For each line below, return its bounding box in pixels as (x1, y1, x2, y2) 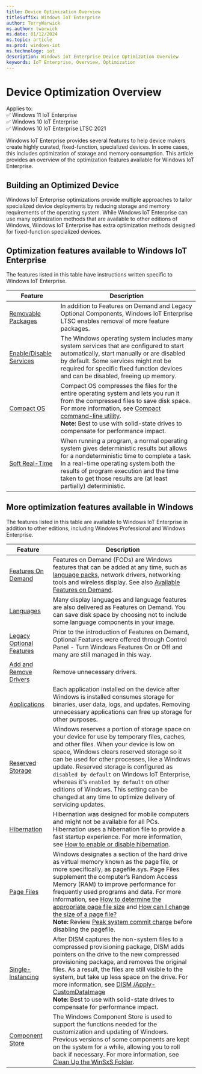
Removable (9, 310, 41, 318)
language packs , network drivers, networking (52, 570, 181, 579)
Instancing (9, 972, 39, 981)
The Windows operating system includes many (60, 334, 193, 343)
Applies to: (6, 105, 33, 112)
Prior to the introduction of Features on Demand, (52, 628, 189, 636)
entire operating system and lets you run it (60, 389, 180, 398)
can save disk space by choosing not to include (52, 610, 187, 619)
